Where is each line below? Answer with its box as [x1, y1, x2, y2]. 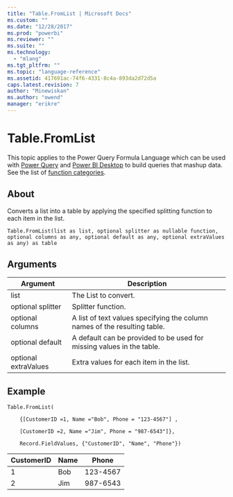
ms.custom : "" [7, 17, 49, 24]
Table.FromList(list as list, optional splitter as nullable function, [7, 227, 218, 235]
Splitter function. [71, 302, 126, 312]
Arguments [7, 258, 58, 271]
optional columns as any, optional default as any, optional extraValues [7, 233, 225, 240]
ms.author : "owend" [7, 94, 64, 101]
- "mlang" [13, 56, 42, 62]
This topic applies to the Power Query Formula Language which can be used [7, 153, 226, 162]
